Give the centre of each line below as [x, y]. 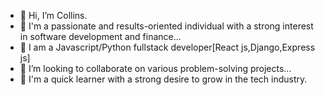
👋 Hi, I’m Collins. [53, 15]
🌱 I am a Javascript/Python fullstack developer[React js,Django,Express [167, 47]
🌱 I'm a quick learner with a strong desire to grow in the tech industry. [163, 79]
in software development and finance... [100, 36]
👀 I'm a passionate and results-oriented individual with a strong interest [166, 26]
